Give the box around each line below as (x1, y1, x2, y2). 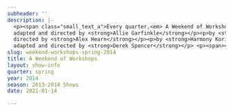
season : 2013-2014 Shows (7, 81, 79, 88)
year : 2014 (7, 74, 39, 82)
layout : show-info (7, 62, 60, 69)
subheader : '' (7, 10, 49, 17)
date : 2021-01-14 (7, 87, 58, 94)
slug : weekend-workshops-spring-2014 (7, 49, 116, 56)
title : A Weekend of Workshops (7, 55, 98, 62)
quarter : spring (7, 68, 54, 75)
